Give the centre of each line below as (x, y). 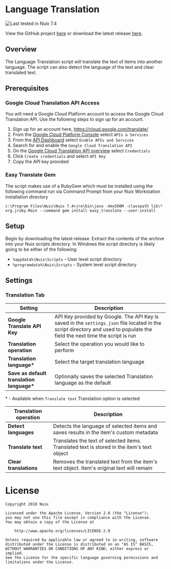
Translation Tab (25, 295)
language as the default (83, 383)
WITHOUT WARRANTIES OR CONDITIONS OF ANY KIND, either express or (77, 549)
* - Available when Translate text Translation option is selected (73, 399)
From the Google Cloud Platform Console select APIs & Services (80, 135)
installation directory (27, 196)
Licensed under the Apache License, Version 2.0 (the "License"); (77, 513)
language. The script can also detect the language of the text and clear (80, 67)
